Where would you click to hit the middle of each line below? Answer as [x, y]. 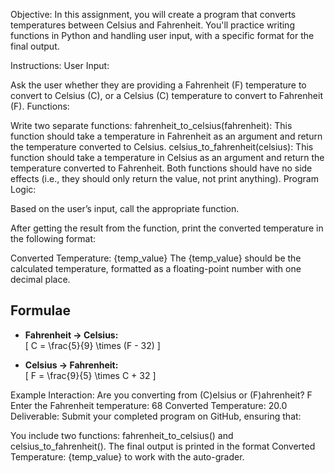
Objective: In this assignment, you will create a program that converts [153, 14]
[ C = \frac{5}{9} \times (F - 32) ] [92, 345]
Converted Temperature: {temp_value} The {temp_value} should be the [156, 258]
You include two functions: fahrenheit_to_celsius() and [122, 435]
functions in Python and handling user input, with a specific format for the [162, 35]
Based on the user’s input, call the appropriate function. [125, 208]
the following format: [53, 238]
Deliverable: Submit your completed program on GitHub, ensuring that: [156, 416]
